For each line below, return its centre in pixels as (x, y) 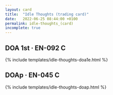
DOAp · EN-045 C (32, 75)
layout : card (18, 10)
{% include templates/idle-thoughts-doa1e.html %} (56, 60)
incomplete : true (23, 28)
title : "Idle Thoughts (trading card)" (47, 14)
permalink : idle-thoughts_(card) (39, 23)
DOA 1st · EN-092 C (35, 48)
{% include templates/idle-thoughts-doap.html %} (56, 87)
